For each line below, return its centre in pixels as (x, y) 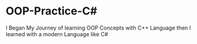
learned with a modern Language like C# (57, 34)
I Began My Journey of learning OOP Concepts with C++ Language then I (98, 28)
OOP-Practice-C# (51, 11)
